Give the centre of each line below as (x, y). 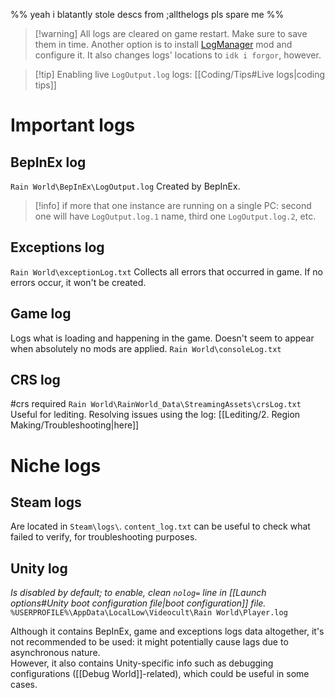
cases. (24, 685)
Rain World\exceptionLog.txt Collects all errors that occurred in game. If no (166, 271)
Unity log (39, 568)
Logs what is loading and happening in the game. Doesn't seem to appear (162, 338)
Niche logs (56, 465)
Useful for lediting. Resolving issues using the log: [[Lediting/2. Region (155, 415)
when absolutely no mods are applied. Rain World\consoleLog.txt (146, 348)
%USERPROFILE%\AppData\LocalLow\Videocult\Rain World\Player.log (149, 613)
